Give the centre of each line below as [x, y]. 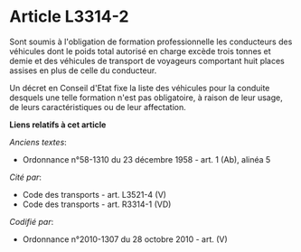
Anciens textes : [38, 142]
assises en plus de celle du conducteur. [83, 70]
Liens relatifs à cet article [58, 125]
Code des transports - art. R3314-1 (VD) [97, 204]
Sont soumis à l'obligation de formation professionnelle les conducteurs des [151, 42]
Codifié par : [32, 221]
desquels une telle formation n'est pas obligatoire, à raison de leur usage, [146, 98]
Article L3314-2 [69, 17]
